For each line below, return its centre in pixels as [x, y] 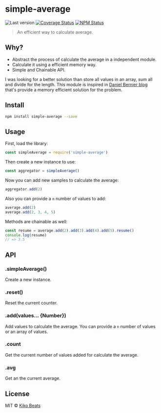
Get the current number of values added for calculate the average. [72, 355]
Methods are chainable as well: [36, 221]
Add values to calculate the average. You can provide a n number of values [80, 326]
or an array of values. [27, 332]
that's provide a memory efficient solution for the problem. [64, 90]
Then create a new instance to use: [40, 162]
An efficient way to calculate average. [55, 32]
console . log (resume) [26, 235]
